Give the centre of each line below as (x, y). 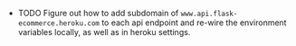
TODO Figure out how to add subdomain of (98, 13)
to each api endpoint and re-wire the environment (194, 23)
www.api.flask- (209, 14)
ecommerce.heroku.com (58, 23)
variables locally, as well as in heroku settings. (104, 32)
